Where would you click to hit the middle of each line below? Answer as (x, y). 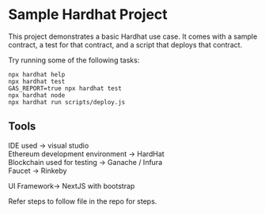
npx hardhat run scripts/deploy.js (67, 102)
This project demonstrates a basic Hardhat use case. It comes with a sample (133, 36)
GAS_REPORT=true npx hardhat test (65, 88)
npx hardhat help (37, 74)
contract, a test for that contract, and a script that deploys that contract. (125, 44)
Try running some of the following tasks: (74, 60)
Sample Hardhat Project (88, 15)
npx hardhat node (37, 95)
